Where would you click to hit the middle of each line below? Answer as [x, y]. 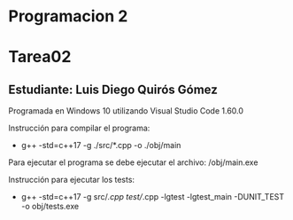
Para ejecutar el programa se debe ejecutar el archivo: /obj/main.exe [133, 162]
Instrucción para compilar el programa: [79, 128]
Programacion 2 [68, 16]
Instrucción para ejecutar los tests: [71, 180]
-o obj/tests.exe [50, 207]
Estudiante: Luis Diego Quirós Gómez [113, 89]
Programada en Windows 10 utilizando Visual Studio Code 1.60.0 [126, 111]
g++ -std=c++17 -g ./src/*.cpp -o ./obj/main [101, 145]
